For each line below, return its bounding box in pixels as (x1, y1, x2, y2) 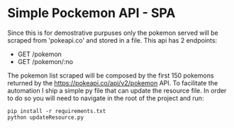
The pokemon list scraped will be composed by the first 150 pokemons (7, 71, 214, 80)
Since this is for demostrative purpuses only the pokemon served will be (7, 28, 218, 37)
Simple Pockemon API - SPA (7, 5, 176, 21)
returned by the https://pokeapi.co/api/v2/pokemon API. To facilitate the (7, 78, 218, 87)
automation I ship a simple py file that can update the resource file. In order (7, 86, 227, 95)
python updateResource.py (7, 114, 84, 121)
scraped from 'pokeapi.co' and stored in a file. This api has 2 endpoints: (7, 36, 218, 44)
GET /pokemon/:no (17, 57, 73, 65)
